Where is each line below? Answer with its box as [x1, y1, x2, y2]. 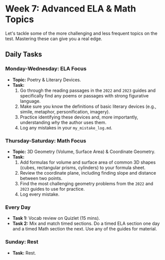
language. [20, 98, 41, 104]
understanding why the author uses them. [20, 119, 107, 125]
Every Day [5, 204, 31, 211]
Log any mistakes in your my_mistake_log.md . [20, 124, 113, 131]
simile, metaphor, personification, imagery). [20, 108, 110, 114]
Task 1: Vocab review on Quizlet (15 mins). [12, 215, 100, 221]
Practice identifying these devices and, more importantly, [20, 114, 138, 120]
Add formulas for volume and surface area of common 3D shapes [20, 159, 156, 165]
